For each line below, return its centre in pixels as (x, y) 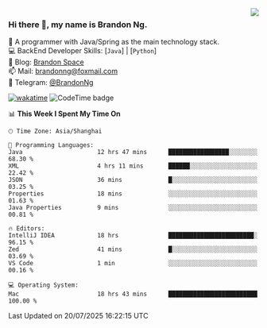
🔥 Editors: (27, 229)
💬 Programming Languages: (51, 145)
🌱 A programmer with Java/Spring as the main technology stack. (114, 42)
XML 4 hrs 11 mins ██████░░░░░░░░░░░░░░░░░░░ (133, 166)
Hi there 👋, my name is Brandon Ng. (78, 25)
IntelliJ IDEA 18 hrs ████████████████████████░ (133, 236)
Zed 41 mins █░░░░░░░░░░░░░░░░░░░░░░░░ (133, 249)
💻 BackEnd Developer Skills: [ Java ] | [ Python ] (83, 51)
